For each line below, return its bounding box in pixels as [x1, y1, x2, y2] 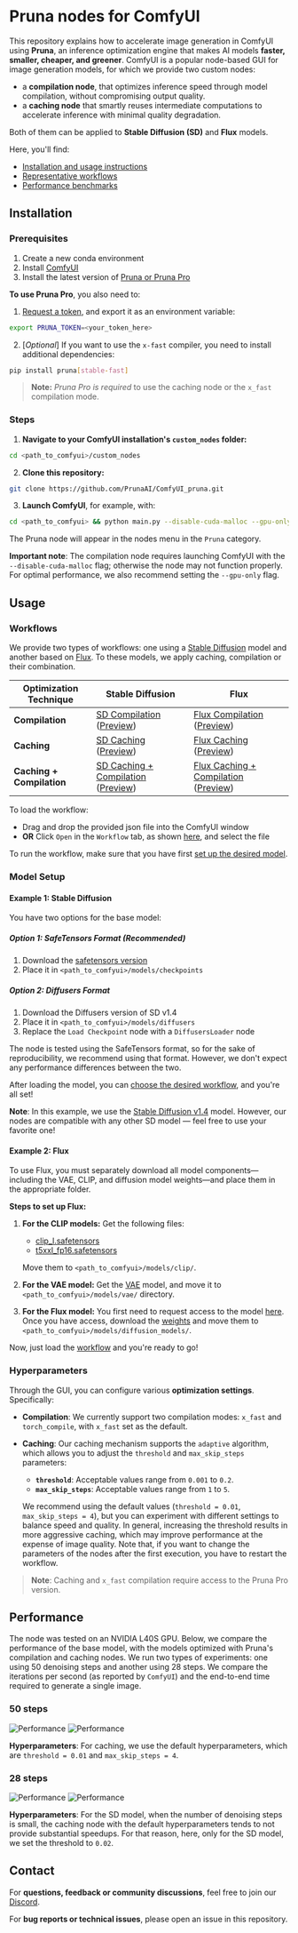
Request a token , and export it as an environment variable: [21, 306, 236, 316]
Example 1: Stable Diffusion [9, 892, 113, 903]
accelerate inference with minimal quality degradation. [21, 109, 222, 120]
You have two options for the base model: [9, 913, 162, 923]
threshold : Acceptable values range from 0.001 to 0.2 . [35, 1474, 234, 1485]
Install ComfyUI [21, 262, 79, 273]
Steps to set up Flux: [9, 1202, 87, 1212]
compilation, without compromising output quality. [21, 91, 206, 101]
